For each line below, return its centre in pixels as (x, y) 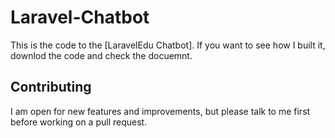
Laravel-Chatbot (80, 17)
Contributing (51, 87)
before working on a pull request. (79, 122)
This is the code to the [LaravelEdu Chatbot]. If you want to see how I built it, (168, 45)
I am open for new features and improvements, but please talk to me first (160, 111)
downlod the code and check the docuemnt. (101, 55)
